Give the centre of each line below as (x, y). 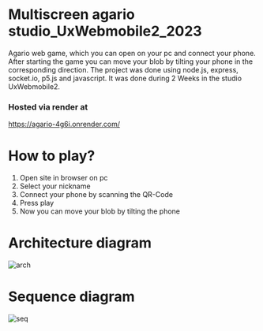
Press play (37, 203)
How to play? (52, 156)
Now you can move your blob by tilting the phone (100, 211)
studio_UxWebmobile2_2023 (105, 31)
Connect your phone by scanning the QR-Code (96, 195)
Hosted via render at (48, 106)
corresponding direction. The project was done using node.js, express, (123, 69)
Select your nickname (55, 186)
